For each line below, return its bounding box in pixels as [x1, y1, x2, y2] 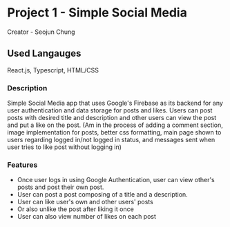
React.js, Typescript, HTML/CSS [7, 66, 99, 74]
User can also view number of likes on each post [17, 213, 157, 221]
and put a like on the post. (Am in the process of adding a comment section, [7, 121, 223, 129]
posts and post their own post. [17, 183, 104, 191]
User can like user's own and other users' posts [17, 198, 153, 206]
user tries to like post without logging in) [7, 143, 122, 151]
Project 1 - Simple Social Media [7, 5, 188, 21]
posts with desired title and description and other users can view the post [7, 114, 217, 122]
